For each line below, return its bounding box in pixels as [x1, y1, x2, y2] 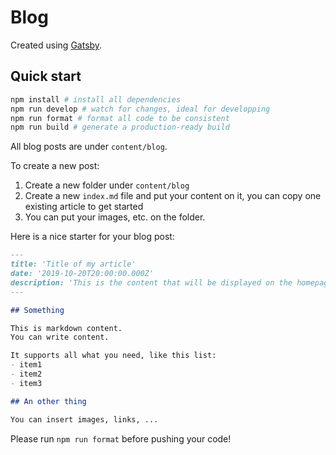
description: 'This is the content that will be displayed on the [10, 277, 293, 288]
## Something [10, 305, 65, 315]
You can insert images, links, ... [10, 414, 159, 425]
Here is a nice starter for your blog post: [10, 231, 175, 243]
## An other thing [10, 396, 87, 406]
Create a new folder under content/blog [24, 179, 190, 191]
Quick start [10, 68, 82, 85]
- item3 [10, 378, 43, 388]
